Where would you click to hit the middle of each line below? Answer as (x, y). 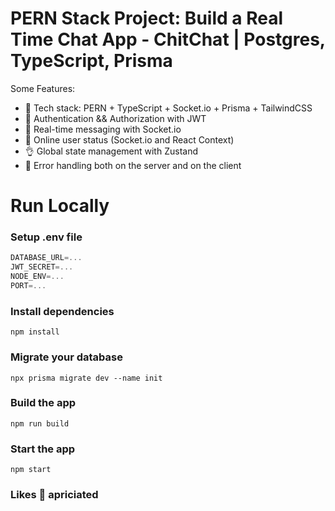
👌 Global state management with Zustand (111, 151)
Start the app (43, 449)
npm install (35, 332)
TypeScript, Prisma (91, 61)
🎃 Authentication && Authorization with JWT (115, 118)
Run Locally (60, 206)
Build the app (43, 403)
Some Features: (43, 88)
